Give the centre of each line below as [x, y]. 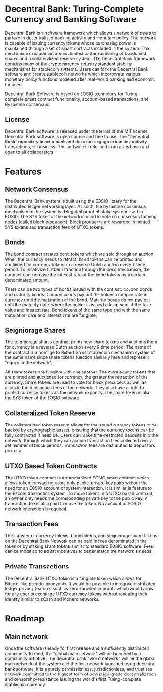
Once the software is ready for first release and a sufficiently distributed [77, 648]
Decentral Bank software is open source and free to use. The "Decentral [77, 136]
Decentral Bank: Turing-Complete [74, 9]
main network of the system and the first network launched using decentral [80, 664]
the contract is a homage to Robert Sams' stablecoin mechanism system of [80, 352]
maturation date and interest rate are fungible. [51, 315]
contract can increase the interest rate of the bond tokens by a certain [75, 275]
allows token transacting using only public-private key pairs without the [76, 483]
